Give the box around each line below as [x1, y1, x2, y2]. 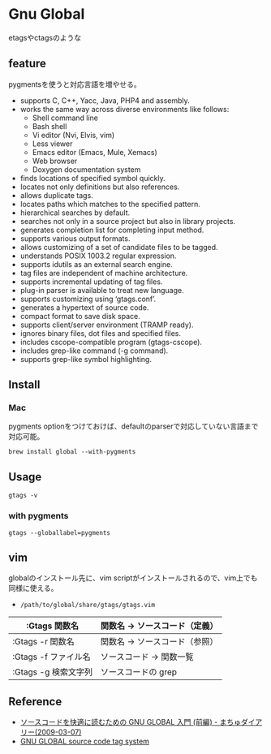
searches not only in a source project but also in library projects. [19, 216, 236, 226]
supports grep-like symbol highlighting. [19, 354, 153, 364]
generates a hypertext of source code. [19, 302, 149, 312]
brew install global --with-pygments [8, 448, 136, 456]
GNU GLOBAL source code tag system [19, 736, 150, 747]
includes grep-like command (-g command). [19, 346, 169, 355]
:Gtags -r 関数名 [12, 636, 75, 648]
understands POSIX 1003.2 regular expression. [19, 251, 177, 261]
